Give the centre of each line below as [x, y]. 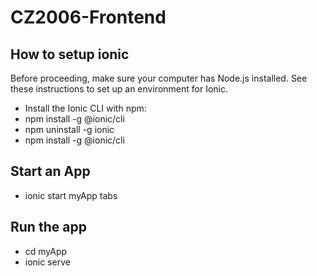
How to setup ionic [70, 54]
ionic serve [47, 262]
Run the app [48, 227]
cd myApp [46, 251]
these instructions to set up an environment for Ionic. [119, 89]
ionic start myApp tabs [71, 195]
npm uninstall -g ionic [69, 129]
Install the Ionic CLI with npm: [85, 108]
